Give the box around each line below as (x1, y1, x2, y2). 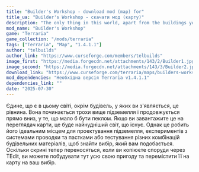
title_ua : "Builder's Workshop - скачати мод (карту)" (6, 14, 145, 20)
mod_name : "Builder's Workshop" (6, 25, 86, 31)
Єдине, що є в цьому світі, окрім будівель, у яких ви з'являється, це (6, 102, 179, 109)
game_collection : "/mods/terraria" (6, 36, 94, 42)
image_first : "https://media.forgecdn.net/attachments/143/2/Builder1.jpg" (6, 58, 197, 64)
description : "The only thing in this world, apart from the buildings (6, 20, 187, 26)
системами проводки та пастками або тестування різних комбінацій (6, 133, 180, 141)
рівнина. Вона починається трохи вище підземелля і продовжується (6, 108, 180, 116)
